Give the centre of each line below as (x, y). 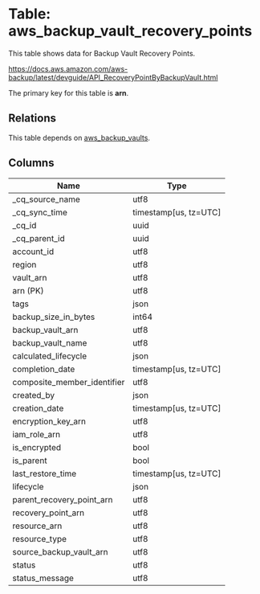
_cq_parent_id (39, 238)
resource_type (39, 539)
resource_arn (37, 526)
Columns (31, 163)
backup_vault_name (50, 342)
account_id (33, 252)
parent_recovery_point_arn (63, 499)
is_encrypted (37, 447)
